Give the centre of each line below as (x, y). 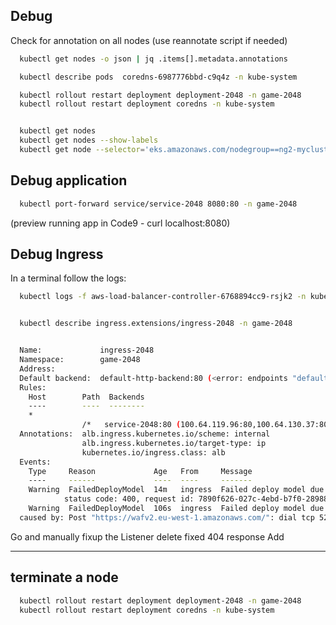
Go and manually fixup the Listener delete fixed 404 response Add (147, 536)
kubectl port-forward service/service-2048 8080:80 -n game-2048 (158, 204)
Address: (37, 369)
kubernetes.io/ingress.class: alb (153, 452)
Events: (35, 462)
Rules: (33, 387)
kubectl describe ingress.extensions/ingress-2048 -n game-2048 (156, 324)
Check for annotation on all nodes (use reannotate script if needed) (149, 40)
